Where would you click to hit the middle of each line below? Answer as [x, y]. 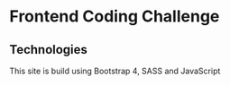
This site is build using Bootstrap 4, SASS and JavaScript [115, 71]
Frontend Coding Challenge [115, 17]
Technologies [49, 50]
